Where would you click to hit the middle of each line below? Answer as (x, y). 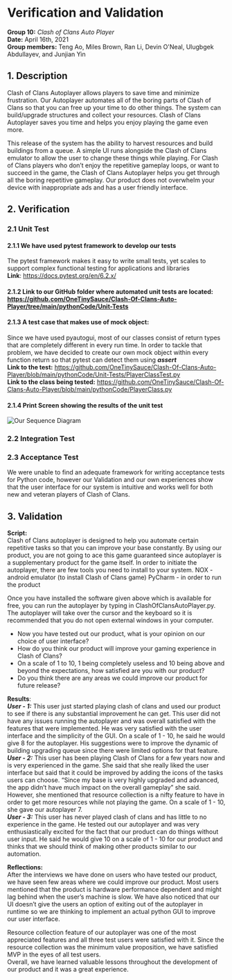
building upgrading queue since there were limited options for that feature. (114, 751)
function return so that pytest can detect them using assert (92, 360)
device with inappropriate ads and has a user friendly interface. (98, 187)
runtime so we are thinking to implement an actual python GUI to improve (111, 912)
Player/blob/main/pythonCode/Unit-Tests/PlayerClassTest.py (94, 375)
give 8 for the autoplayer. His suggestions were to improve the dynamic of (113, 743)
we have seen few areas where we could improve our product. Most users (113, 882)
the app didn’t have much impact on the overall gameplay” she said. (104, 788)
